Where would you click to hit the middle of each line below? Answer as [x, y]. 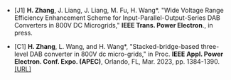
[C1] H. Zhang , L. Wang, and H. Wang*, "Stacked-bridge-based [107, 46]
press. [23, 33]
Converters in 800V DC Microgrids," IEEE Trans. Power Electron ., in [113, 25]
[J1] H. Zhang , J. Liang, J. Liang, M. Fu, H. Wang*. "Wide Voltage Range [119, 10]
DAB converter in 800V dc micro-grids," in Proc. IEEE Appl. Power [127, 54]
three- [210, 46]
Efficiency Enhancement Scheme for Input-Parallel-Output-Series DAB [117, 18]
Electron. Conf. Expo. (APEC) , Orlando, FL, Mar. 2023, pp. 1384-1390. [117, 62]
